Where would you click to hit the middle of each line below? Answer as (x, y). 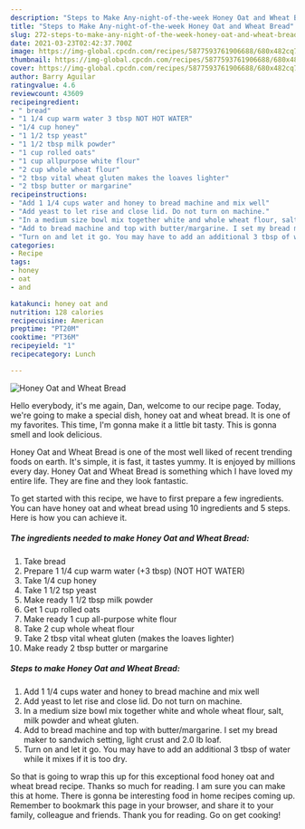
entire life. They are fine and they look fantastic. (100, 480)
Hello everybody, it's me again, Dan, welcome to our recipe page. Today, (146, 405)
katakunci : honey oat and (59, 304)
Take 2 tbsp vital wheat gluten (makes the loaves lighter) (129, 638)
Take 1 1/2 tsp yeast (60, 590)
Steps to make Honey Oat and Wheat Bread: (95, 669)
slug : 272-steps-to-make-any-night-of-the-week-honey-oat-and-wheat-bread (154, 34)
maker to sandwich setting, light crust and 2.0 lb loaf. (122, 739)
